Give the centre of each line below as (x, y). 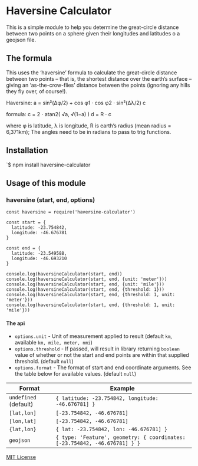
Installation (27, 151)
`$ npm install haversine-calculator (48, 165)
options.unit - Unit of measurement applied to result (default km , (93, 336)
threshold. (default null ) (44, 362)
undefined (23, 398)
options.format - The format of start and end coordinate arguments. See (103, 367)
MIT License (21, 457)
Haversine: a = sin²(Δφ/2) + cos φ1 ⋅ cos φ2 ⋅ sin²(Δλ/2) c (76, 103)
